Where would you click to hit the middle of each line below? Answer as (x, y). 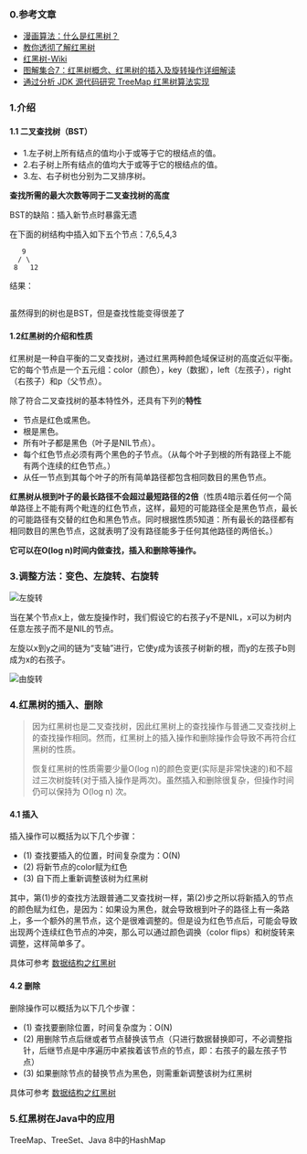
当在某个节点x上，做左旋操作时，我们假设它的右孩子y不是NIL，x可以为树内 (151, 617)
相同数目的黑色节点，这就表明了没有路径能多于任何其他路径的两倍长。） (143, 530)
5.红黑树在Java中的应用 (63, 1118)
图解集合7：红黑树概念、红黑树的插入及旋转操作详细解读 (129, 70)
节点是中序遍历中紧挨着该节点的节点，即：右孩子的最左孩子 (167, 1050)
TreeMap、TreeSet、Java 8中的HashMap (88, 1139)
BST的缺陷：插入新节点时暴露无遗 (74, 215)
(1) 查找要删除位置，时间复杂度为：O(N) (98, 1027)
